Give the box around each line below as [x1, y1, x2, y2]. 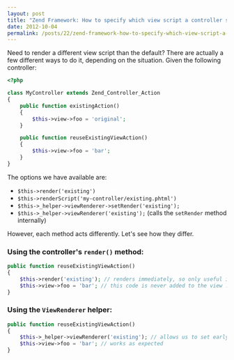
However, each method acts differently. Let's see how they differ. [7, 229, 194, 237]
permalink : [7, 29, 39, 37]
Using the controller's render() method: [7, 246, 144, 256]
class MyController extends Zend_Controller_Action [7, 90, 160, 97]
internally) [17, 216, 47, 224]
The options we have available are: [7, 173, 107, 181]
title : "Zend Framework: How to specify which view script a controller [7, 17, 223, 24]
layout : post [7, 10, 45, 17]
